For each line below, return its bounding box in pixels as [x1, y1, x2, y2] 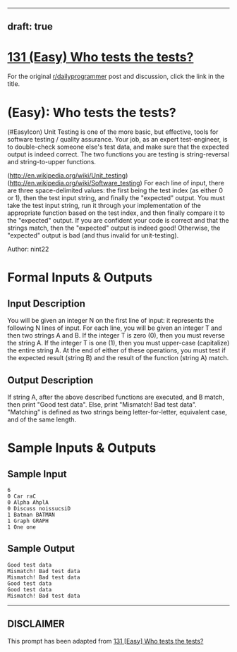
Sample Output [7, 543, 75, 555]
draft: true [7, 20, 53, 32]
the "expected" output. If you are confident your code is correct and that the [7, 216, 229, 225]
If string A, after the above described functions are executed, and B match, [7, 393, 224, 402]
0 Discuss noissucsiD [7, 505, 71, 512]
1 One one [7, 524, 37, 531]
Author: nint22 [7, 245, 49, 254]
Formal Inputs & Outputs [7, 269, 153, 285]
